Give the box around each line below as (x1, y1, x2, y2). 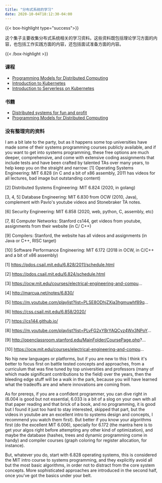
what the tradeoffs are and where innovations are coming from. (5, 382, 131, 387)
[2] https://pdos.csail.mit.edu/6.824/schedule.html (5, 271, 105, 277)
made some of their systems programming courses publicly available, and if (5, 144, 156, 150)
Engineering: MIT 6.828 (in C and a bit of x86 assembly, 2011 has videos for (5, 170, 156, 176)
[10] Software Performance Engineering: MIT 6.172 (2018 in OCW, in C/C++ (5, 247, 154, 253)
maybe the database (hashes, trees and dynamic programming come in (5, 433, 147, 438)
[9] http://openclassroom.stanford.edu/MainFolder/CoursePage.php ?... (5, 337, 146, 343)
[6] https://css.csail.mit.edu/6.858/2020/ (5, 309, 86, 315)
